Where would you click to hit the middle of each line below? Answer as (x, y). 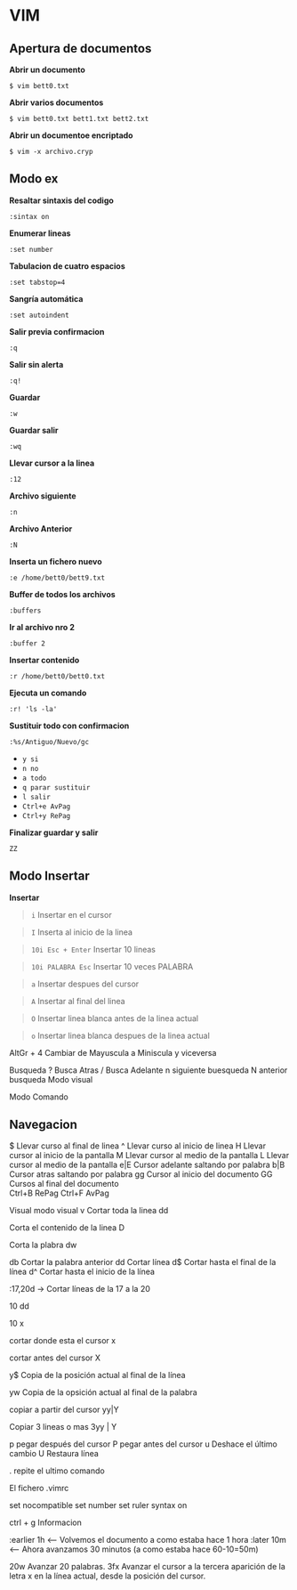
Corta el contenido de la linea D (67, 1228)
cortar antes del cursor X (55, 1358)
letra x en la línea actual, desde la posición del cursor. (108, 1576)
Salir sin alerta (36, 364)
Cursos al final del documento (64, 1184)
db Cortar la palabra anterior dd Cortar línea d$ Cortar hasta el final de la (143, 1262)
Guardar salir (34, 430)
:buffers (25, 611)
